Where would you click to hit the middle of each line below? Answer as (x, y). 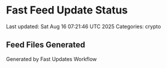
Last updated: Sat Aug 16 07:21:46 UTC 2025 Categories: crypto (83, 26)
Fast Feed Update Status (67, 10)
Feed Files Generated (46, 45)
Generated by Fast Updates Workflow (52, 59)
